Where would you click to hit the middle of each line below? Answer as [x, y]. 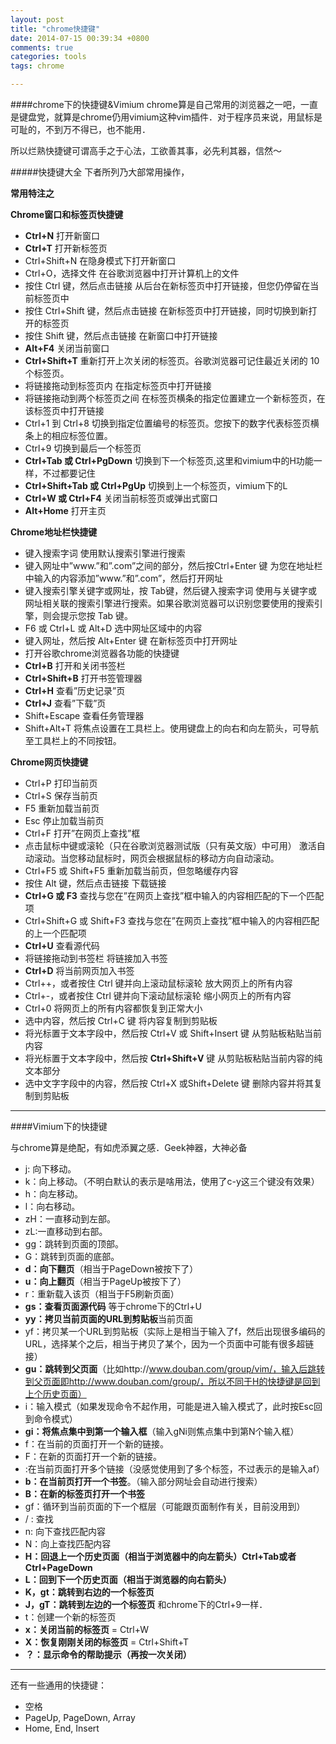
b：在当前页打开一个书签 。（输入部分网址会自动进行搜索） [143, 1481]
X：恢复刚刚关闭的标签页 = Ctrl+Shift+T [107, 1642]
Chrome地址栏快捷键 [54, 532]
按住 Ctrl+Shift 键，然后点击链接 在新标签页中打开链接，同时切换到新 [166, 310]
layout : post [37, 19]
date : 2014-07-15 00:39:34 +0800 [80, 38]
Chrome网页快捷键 [49, 762]
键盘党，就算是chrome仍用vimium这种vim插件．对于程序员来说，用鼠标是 [170, 117]
